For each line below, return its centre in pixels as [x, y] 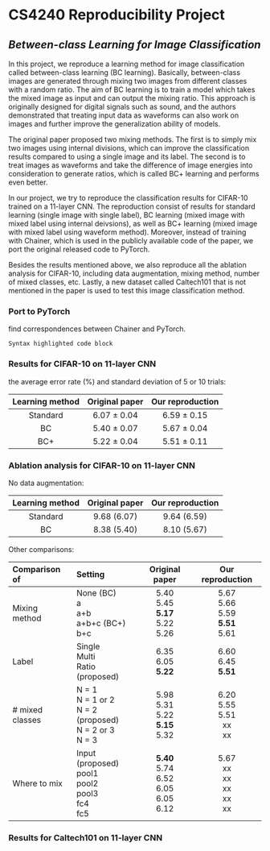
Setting [90, 574]
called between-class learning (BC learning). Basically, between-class [125, 73]
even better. [28, 182]
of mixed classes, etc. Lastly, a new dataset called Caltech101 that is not [127, 282]
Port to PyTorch [39, 311]
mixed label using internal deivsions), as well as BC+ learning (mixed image [133, 224]
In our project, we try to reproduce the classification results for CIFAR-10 [128, 198]
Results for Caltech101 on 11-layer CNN [86, 837]
